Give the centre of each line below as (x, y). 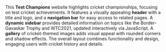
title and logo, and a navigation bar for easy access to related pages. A (79, 18)
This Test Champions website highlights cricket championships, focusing (81, 7)
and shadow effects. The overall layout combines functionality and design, (82, 39)
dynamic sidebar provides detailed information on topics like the (72, 23)
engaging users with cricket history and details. (54, 44)
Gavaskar (15, 28)
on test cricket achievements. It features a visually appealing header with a (83, 12)
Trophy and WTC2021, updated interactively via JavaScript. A (90, 28)
